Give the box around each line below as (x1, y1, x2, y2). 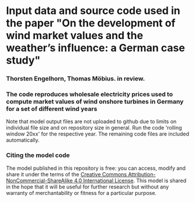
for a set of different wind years (6, 105, 97, 113)
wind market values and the (6, 29, 144, 42)
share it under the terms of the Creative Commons (6, 170, 127, 177)
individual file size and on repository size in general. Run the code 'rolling (6, 124, 182, 131)
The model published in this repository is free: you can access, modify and (6, 165, 186, 172)
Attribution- (128, 170, 156, 177)
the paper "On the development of (6, 16, 176, 30)
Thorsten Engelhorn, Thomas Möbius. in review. (6, 75, 145, 83)
